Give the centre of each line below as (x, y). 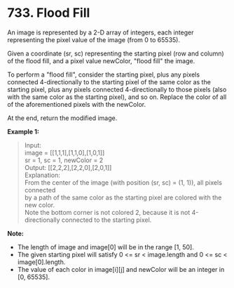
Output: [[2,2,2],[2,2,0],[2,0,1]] (68, 167)
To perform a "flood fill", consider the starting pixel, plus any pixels (104, 74)
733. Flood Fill (49, 13)
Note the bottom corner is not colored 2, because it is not (107, 212)
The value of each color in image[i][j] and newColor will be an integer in (121, 269)
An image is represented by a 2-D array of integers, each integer (101, 32)
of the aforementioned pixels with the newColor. (76, 104)
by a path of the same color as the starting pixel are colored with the (123, 197)
